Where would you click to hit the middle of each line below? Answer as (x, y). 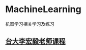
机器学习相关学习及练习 (30, 24)
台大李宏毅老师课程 (35, 41)
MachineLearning (43, 9)
